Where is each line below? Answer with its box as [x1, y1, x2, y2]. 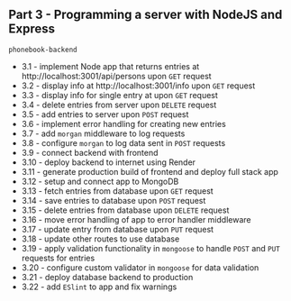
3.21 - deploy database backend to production [21, 271, 194, 282]
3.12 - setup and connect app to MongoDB [21, 176, 179, 187]
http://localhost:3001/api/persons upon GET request [21, 70, 213, 81]
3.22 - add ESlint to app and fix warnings [21, 281, 177, 292]
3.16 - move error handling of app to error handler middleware [21, 214, 251, 224]
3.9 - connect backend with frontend [21, 147, 159, 158]
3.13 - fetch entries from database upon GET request [21, 185, 214, 196]
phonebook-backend [8, 45, 77, 54]
